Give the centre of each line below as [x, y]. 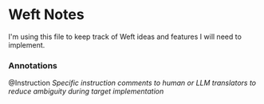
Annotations [33, 65]
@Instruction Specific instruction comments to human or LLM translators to [132, 83]
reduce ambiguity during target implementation [86, 91]
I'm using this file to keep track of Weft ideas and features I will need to [125, 37]
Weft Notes [47, 15]
